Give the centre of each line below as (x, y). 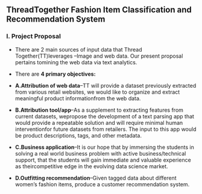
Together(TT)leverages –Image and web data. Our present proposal (99, 56)
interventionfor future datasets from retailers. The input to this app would (106, 129)
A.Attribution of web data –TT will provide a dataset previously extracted (106, 85)
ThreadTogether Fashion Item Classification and (99, 10)
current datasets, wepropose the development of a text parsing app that (105, 116)
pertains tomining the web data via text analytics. (76, 62)
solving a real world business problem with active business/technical (100, 153)
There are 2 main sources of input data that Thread (78, 49)
